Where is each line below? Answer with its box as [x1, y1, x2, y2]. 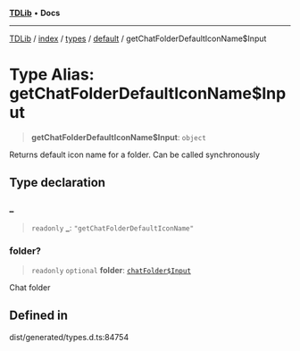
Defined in [9, 308, 69, 323]
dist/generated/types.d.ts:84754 [9, 331, 129, 342]
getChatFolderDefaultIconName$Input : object [30, 131, 207, 142]
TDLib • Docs [9, 8, 61, 18]
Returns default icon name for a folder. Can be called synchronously [9, 149, 261, 160]
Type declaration [9, 175, 105, 190]
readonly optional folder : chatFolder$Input [30, 264, 192, 275]
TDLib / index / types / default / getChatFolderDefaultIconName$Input [9, 33, 267, 44]
